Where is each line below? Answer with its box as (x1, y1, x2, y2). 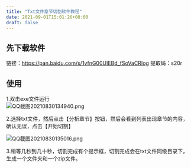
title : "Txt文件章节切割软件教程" (6, 8, 82, 15)
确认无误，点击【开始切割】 (6, 123, 74, 130)
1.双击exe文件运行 (6, 95, 50, 102)
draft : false (6, 19, 38, 25)
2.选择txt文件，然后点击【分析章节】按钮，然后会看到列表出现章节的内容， (6, 116, 188, 122)
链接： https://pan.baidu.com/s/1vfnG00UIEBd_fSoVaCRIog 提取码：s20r (6, 60, 183, 67)
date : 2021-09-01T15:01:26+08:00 (6, 14, 89, 20)
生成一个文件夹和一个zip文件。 (6, 155, 81, 162)
